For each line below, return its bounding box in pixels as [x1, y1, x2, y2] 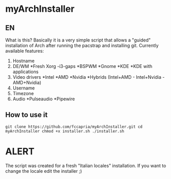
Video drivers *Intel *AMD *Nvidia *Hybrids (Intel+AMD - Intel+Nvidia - [12, 74, 165, 80]
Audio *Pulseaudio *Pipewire [12, 96, 75, 102]
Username [12, 85, 35, 91]
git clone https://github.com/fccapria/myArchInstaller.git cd [5, 124, 143, 129]
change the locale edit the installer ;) [5, 168, 82, 174]
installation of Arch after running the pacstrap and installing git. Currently [5, 42, 159, 49]
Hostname [12, 58, 35, 64]
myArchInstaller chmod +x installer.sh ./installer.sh [5, 128, 125, 133]
